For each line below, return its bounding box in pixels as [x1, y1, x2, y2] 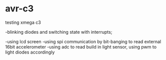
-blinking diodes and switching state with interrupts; [5, 29, 112, 35]
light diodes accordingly [5, 49, 55, 55]
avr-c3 [5, 3, 34, 14]
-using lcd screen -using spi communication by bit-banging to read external [5, 38, 161, 45]
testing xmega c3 [5, 19, 41, 25]
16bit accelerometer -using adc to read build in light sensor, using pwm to [5, 44, 156, 50]
